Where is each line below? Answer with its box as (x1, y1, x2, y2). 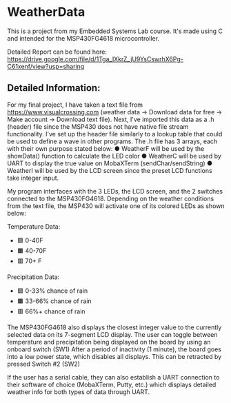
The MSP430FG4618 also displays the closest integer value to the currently (7, 323, 222, 331)
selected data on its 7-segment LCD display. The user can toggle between (7, 330, 219, 338)
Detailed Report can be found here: (7, 48, 107, 56)
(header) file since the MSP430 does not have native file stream (7, 122, 189, 131)
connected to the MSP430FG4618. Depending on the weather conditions (7, 194, 214, 203)
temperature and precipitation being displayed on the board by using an (7, 338, 211, 346)
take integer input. (7, 174, 59, 182)
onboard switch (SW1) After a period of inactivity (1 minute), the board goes (7, 345, 222, 353)
